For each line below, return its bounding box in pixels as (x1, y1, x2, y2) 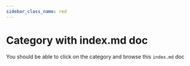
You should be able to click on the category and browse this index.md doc (6, 53, 185, 60)
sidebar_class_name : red (6, 8, 67, 15)
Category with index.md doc (6, 33, 148, 47)
